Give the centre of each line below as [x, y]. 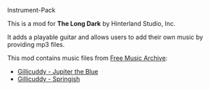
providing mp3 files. [36, 44]
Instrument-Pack [31, 10]
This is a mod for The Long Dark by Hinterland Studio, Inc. [91, 23]
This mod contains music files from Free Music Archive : [87, 58]
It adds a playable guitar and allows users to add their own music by [105, 37]
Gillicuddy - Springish [49, 79]
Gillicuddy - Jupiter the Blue [58, 72]
